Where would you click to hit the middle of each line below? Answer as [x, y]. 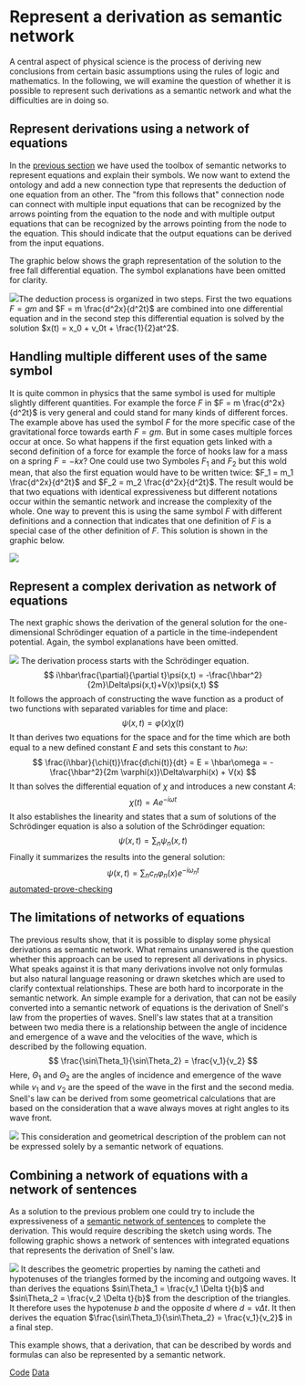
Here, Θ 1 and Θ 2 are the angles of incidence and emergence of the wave [146, 1076]
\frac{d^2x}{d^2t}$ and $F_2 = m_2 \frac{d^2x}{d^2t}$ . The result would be [152, 482]
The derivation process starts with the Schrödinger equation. [135, 661]
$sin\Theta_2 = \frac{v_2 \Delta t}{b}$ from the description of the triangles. [150, 1298]
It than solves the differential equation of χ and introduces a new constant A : [153, 786]
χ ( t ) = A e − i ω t [153, 801]
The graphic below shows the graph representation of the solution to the [146, 260]
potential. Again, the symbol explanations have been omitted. [124, 642]
